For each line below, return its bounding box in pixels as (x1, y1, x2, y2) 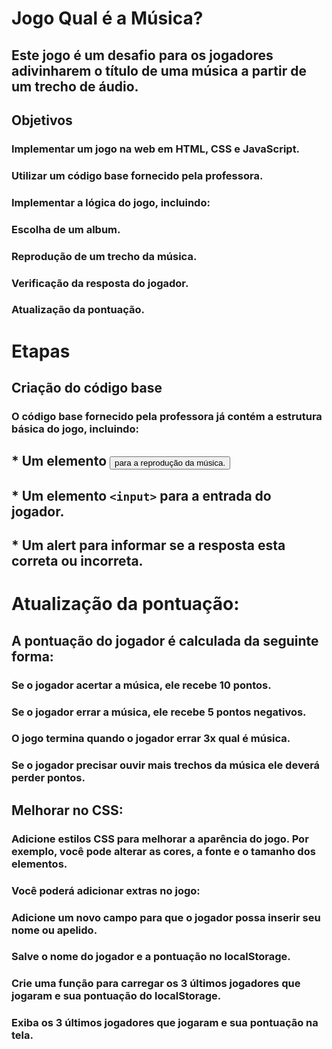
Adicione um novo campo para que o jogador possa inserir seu (11, 910, 321, 924)
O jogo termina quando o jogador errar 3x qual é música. (11, 732, 291, 746)
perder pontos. (11, 771, 86, 785)
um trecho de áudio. (11, 78, 139, 95)
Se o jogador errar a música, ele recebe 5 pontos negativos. (11, 705, 307, 719)
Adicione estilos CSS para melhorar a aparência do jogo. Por (11, 832, 309, 846)
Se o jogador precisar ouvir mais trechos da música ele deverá (11, 758, 321, 772)
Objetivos (11, 112, 73, 129)
